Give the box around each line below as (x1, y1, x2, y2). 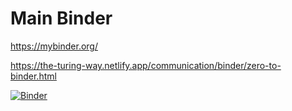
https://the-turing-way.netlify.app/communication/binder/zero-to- (10, 59, 282, 71)
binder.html (10, 70, 57, 82)
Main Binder (10, 7, 113, 30)
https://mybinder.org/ (10, 40, 98, 52)
